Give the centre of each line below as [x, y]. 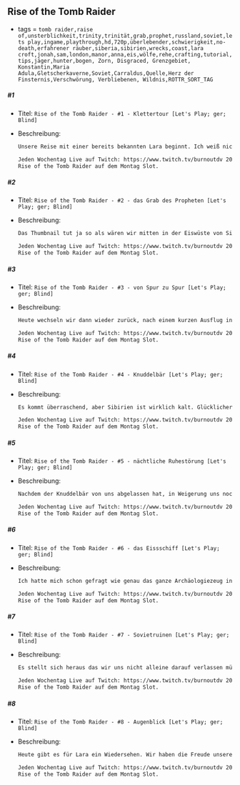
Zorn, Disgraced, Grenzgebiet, [144, 61]
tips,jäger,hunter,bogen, [56, 61]
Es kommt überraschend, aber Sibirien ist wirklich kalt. [106, 407]
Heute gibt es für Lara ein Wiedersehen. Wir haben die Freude [114, 754]
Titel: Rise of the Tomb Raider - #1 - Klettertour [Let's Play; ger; [122, 113]
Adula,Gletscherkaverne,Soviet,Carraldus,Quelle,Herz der [106, 73]
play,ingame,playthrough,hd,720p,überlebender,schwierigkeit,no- [127, 42]
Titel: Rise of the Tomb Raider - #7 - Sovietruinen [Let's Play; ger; [124, 634]
